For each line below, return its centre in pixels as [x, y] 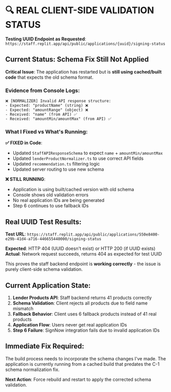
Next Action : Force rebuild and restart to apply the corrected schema [78, 379]
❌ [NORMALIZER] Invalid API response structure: [58, 101]
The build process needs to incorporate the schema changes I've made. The [86, 358]
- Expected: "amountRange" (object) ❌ [47, 110]
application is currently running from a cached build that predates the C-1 [82, 364]
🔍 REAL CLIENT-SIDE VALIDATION [80, 10]
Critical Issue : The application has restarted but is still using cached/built [83, 72]
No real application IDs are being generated [58, 200]
